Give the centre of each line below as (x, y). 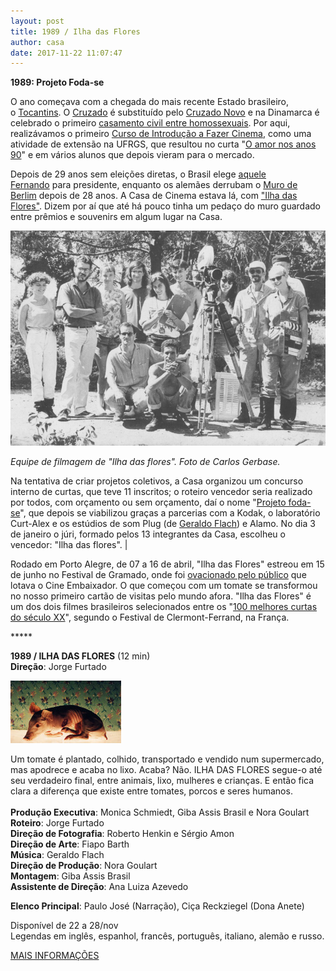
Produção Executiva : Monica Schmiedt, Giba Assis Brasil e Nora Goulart (160, 812)
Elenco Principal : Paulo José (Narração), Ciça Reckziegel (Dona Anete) (157, 906)
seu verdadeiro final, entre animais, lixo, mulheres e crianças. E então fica (162, 780)
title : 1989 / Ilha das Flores (75, 31)
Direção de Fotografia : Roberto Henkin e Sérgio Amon (122, 833)
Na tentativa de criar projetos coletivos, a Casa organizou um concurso (157, 481)
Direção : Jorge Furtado (58, 666)
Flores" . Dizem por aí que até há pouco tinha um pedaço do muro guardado (166, 206)
